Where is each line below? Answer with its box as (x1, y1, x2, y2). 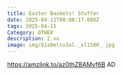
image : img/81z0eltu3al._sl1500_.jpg (7, 42, 115, 48)
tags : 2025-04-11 (7, 22, 57, 29)
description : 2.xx (7, 35, 60, 42)
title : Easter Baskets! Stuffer (7, 10, 99, 17)
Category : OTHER (7, 29, 53, 36)
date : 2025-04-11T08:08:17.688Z (7, 16, 99, 23)
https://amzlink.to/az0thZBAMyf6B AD (7, 61, 116, 68)
